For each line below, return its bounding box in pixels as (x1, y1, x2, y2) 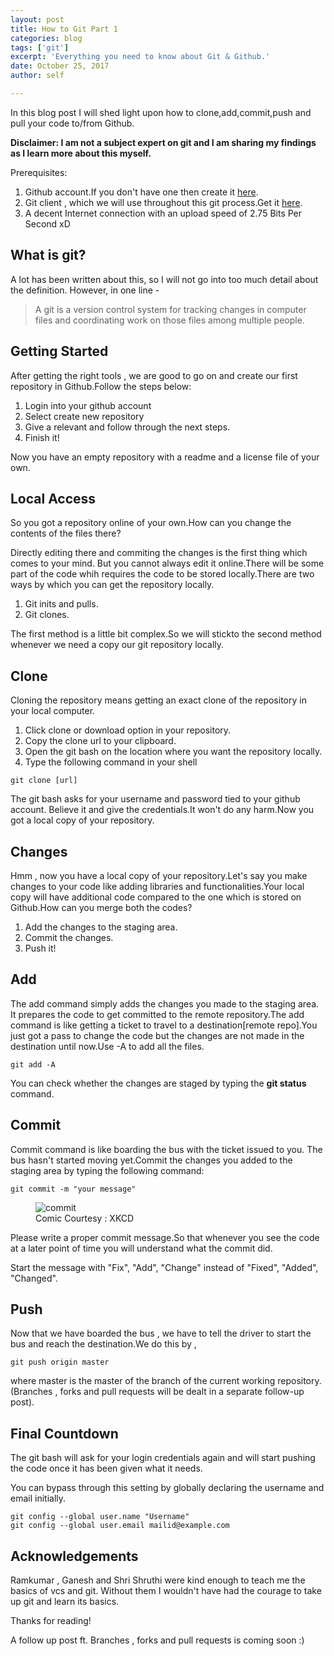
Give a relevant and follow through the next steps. (24, 421, 231, 433)
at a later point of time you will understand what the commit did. (10, 1242, 273, 1254)
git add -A (10, 1059, 56, 1070)
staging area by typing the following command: (10, 1164, 205, 1176)
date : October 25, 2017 (10, 61, 110, 71)
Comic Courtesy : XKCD (35, 1212, 135, 1224)
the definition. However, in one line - (10, 284, 160, 296)
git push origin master (10, 1357, 110, 1368)
